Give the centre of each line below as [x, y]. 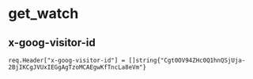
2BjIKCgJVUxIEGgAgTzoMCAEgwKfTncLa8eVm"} [77, 67]
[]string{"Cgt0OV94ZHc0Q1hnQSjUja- [187, 60]
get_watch [43, 14]
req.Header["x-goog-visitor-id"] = [67, 60]
